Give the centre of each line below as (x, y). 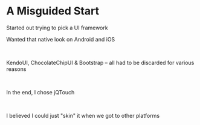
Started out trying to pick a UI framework (57, 28)
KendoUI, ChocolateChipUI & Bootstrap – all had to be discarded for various (100, 62)
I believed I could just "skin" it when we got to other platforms (83, 115)
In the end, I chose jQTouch (40, 92)
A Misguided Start (53, 11)
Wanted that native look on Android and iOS (61, 39)
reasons (16, 69)
